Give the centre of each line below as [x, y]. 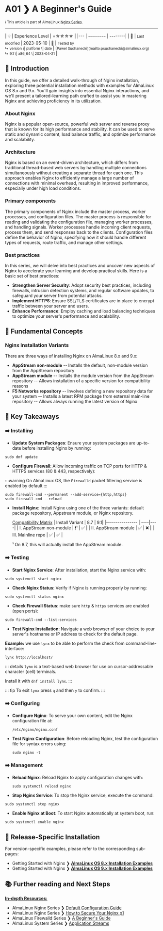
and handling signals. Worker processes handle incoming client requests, [78, 227]
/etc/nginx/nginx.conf [35, 729]
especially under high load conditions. [43, 188]
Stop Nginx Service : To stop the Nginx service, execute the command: [83, 795]
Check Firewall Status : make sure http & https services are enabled [81, 605]
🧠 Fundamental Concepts [44, 332]
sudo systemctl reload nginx [41, 786]
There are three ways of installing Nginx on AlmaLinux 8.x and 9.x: [71, 356]
